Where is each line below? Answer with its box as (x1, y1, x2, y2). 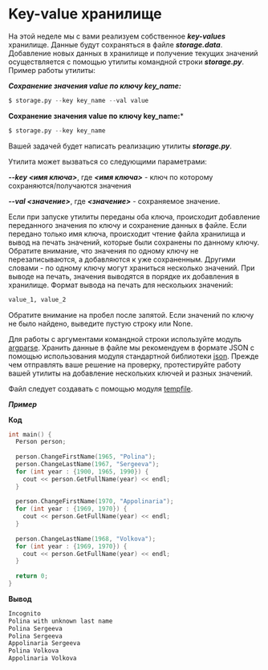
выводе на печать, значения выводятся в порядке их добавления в (8, 271, 239, 281)
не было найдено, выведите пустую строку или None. (8, 319, 193, 328)
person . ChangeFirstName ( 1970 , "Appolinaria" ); (15, 497, 174, 506)
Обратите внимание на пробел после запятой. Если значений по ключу (8, 310, 254, 319)
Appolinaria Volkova (8, 655, 78, 663)
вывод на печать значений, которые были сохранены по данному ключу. (8, 238, 259, 247)
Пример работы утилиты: (8, 65, 96, 75)
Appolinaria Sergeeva (8, 640, 81, 648)
